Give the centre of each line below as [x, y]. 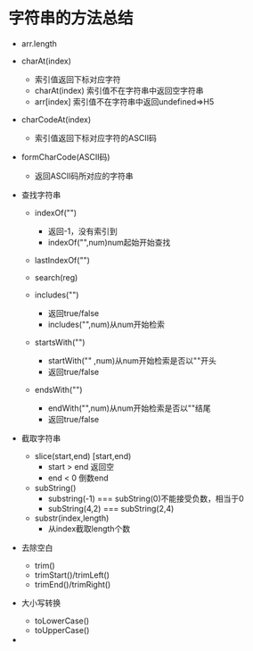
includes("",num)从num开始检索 [106, 324]
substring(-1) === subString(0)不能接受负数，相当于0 [146, 498]
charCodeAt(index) [56, 119]
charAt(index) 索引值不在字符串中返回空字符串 [119, 90]
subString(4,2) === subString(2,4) [111, 508]
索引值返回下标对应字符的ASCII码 [95, 138]
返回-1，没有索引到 [82, 231]
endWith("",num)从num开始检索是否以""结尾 [129, 408]
